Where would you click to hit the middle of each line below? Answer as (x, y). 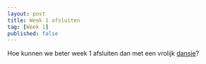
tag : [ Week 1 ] (28, 27)
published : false (33, 33)
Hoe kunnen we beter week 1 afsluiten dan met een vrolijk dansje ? (103, 53)
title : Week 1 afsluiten (44, 20)
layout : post (26, 14)
